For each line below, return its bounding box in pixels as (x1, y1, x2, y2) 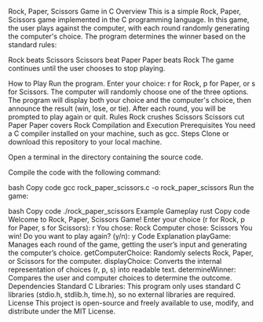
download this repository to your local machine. (8, 137, 163, 146)
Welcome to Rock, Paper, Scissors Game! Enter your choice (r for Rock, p (8, 215, 246, 224)
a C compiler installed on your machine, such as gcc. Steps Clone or (8, 129, 229, 138)
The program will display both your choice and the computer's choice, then (8, 96, 252, 104)
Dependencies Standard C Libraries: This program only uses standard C (8, 282, 241, 291)
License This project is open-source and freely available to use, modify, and (8, 298, 254, 307)
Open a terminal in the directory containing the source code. (8, 152, 203, 162)
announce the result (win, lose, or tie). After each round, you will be (8, 104, 226, 113)
